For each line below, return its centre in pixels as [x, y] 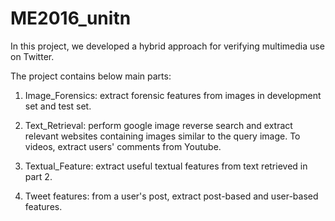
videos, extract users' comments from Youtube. [123, 146]
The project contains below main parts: [91, 76]
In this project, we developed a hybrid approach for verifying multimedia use [167, 46]
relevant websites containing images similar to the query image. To [162, 136]
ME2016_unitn [71, 18]
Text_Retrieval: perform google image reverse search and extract [158, 125]
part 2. [38, 176]
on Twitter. [32, 56]
